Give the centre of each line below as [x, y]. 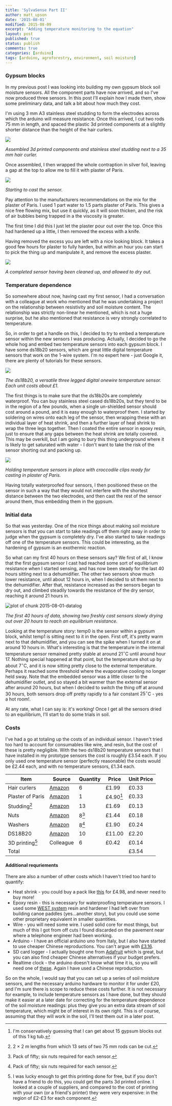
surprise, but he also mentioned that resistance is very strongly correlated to [86, 318]
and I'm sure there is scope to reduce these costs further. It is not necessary [86, 989]
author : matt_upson [26, 15]
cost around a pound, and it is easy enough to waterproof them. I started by [85, 412]
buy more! [24, 897]
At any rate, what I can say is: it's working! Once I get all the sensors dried [83, 709]
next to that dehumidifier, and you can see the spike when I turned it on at [83, 642]
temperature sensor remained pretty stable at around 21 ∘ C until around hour [86, 653]
